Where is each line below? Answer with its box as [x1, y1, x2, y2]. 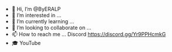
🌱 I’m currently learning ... [11, 18, 75, 25]
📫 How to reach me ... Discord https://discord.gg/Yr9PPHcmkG [11, 31, 166, 37]
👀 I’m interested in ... [11, 12, 62, 19]
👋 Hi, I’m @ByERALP [11, 6, 61, 12]
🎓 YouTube [11, 40, 41, 46]
